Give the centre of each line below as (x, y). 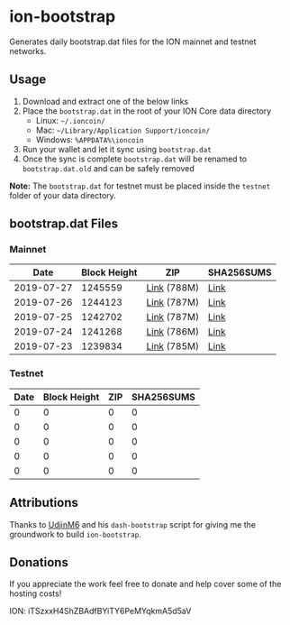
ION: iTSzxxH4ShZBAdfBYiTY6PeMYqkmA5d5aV (100, 611)
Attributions (44, 503)
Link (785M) (173, 346)
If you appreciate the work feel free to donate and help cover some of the (145, 584)
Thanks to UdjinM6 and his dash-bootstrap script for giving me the (133, 524)
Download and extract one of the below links (105, 101)
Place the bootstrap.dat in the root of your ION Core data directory (147, 111)
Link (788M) (173, 288)
